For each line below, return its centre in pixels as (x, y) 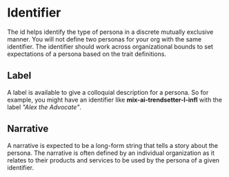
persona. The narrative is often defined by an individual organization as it (111, 153)
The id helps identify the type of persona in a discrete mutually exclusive (110, 32)
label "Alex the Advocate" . (44, 107)
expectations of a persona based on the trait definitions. (87, 54)
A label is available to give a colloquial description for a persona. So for (108, 92)
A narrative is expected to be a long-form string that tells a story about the (113, 145)
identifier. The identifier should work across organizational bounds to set (110, 46)
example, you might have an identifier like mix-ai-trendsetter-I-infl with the (115, 100)
